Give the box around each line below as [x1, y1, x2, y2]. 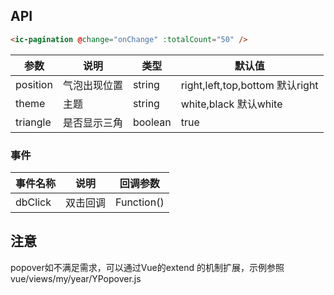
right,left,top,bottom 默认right [180, 78, 319, 92]
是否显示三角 [62, 115, 123, 129]
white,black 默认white [180, 97, 283, 111]
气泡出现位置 [62, 78, 123, 92]
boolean [132, 115, 172, 129]
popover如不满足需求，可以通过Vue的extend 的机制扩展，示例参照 [10, 261, 285, 273]
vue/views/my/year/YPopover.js [10, 272, 142, 284]
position [15, 77, 53, 91]
